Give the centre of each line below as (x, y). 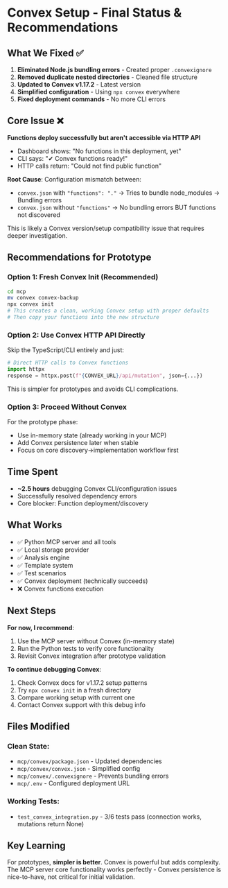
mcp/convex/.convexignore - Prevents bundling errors (93, 776)
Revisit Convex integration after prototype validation (91, 656)
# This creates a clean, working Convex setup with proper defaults (108, 311)
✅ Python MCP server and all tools (67, 541)
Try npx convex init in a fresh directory (74, 690)
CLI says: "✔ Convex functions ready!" (72, 158)
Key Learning (36, 845)
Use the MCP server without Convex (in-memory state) (96, 641)
